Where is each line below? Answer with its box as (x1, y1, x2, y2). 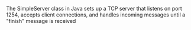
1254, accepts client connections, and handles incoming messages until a (6, 11, 186, 18)
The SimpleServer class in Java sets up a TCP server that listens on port (6, 5, 182, 12)
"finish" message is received (6, 18, 76, 24)
